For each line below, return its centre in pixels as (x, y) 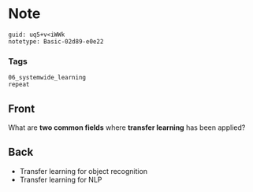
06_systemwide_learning (47, 78)
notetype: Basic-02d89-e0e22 (56, 41)
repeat (19, 85)
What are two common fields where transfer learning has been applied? (127, 127)
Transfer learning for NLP (61, 179)
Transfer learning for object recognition (84, 171)
